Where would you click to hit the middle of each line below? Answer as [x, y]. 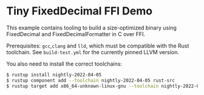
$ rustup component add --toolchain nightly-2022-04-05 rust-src [90, 80]
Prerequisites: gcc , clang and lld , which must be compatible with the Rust [98, 46]
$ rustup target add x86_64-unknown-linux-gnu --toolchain [83, 86]
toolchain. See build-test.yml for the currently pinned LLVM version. [93, 52]
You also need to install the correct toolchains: [64, 64]
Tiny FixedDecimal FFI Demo [80, 11]
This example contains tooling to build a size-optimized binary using [92, 28]
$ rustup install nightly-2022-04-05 [54, 75]
